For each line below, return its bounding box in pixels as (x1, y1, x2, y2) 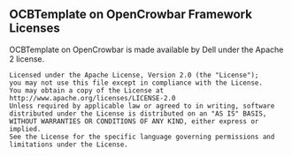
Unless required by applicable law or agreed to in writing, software (9, 101, 275, 110)
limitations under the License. (9, 140, 128, 149)
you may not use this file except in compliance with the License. (9, 78, 264, 87)
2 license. (9, 53, 45, 64)
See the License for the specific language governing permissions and (9, 132, 275, 141)
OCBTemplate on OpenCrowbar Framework (9, 7, 252, 22)
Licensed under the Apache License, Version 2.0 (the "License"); (9, 71, 259, 79)
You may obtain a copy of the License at (9, 85, 165, 95)
